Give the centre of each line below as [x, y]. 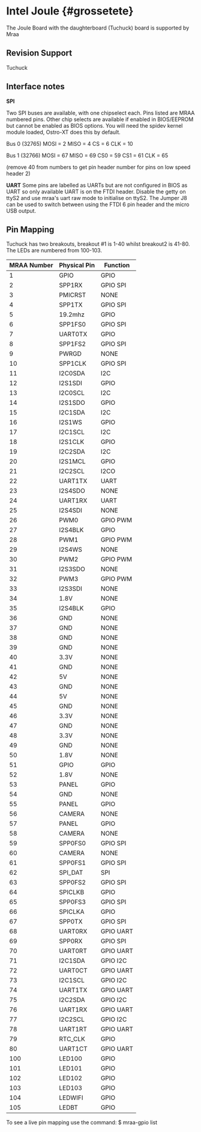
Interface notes [35, 86]
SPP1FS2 [72, 344]
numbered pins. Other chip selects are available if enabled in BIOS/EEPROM [100, 119]
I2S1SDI [71, 383]
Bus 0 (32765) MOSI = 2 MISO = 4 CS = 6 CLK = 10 [70, 143]
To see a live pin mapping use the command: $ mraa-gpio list [82, 1122]
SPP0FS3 [72, 902]
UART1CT [73, 1049]
